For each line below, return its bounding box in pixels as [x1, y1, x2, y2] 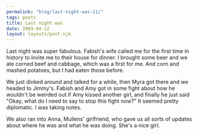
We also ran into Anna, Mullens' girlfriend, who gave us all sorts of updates [6, 115, 193, 123]
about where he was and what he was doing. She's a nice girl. [6, 122, 160, 129]
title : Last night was [6, 20, 63, 26]
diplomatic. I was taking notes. [6, 104, 82, 111]
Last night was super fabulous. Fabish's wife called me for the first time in [6, 47, 190, 55]
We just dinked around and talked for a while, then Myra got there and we [6, 79, 188, 86]
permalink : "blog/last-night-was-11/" [6, 8, 104, 15]
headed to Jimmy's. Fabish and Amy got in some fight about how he [6, 85, 176, 92]
